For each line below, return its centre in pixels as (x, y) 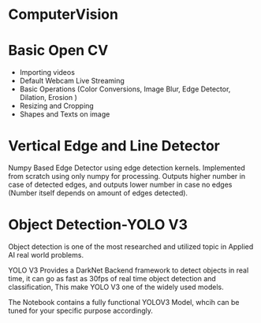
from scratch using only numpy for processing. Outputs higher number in (127, 176)
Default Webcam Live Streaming (72, 81)
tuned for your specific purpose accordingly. (81, 310)
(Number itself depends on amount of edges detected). (98, 193)
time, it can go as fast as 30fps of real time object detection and (112, 278)
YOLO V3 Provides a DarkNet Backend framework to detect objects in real (129, 270)
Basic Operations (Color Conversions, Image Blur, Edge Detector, (125, 89)
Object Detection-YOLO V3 (98, 225)
